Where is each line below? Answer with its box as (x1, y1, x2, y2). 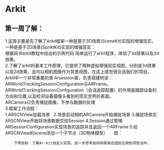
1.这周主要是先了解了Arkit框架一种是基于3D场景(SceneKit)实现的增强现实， (5, 38, 156, 44)
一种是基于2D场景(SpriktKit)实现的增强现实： (5, 44, 96, 50)
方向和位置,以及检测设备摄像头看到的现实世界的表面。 (5, 93, 114, 99)
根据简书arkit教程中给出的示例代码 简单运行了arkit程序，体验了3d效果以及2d (5, 50, 159, 56)
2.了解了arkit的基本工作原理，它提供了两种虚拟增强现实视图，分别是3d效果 (5, 63, 156, 68)
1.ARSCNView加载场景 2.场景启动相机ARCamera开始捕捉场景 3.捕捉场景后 (5, 112, 157, 117)
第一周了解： (5, 24, 44, 32)
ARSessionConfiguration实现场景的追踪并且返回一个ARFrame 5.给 (5, 124, 138, 129)
